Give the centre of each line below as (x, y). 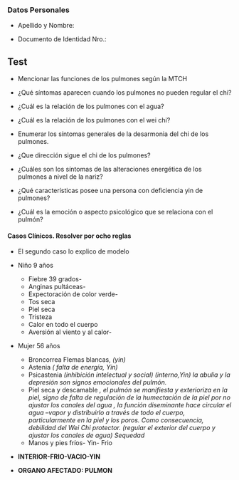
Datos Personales (38, 10)
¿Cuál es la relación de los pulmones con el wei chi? (94, 120)
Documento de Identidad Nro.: (62, 39)
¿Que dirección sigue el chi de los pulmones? (84, 155)
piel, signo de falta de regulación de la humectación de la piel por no (129, 397)
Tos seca (42, 302)
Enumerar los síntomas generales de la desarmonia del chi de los (113, 134)
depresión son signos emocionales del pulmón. (97, 382)
